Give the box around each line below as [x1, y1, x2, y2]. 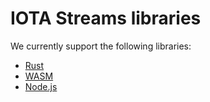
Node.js [24, 80, 58, 92]
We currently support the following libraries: [10, 40, 192, 52]
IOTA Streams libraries [10, 7, 202, 30]
